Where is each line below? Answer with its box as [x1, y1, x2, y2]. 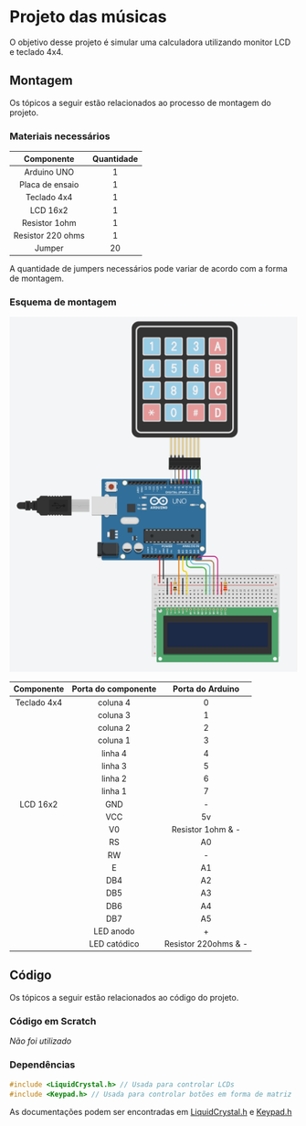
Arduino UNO [24, 166, 75, 177]
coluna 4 [97, 697, 131, 708]
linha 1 [101, 786, 128, 797]
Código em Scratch [9, 1014, 97, 1027]
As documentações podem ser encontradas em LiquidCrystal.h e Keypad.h [9, 1107, 292, 1118]
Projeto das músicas [9, 6, 167, 27]
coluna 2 [97, 723, 131, 734]
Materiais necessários [9, 130, 111, 143]
